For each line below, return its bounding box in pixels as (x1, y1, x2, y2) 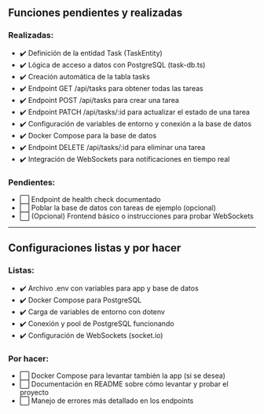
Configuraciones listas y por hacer (8, 241, 181, 255)
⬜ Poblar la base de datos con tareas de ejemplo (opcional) (19, 203, 216, 212)
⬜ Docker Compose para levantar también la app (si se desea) (19, 371, 226, 380)
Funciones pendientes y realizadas (8, 6, 183, 20)
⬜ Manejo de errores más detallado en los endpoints (19, 396, 194, 405)
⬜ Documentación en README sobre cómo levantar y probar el (19, 379, 229, 388)
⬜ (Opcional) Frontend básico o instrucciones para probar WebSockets (19, 211, 254, 221)
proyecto (19, 387, 49, 397)
